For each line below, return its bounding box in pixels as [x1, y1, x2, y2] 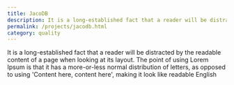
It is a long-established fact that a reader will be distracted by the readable [7, 48, 221, 57]
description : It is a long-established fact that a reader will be [7, 17, 208, 23]
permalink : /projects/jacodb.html [7, 23, 108, 30]
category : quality [7, 29, 61, 37]
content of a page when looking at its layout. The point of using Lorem [7, 56, 209, 64]
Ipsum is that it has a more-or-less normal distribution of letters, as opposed [7, 63, 226, 71]
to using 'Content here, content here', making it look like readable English [7, 70, 217, 79]
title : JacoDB [7, 10, 49, 17]
